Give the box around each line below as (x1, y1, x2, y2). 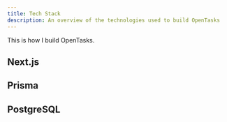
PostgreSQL (7, 103, 61, 115)
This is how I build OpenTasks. (7, 36, 95, 44)
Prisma (7, 79, 39, 91)
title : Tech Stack (7, 10, 61, 17)
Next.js (7, 56, 40, 68)
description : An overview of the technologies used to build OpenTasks (7, 17, 220, 24)
